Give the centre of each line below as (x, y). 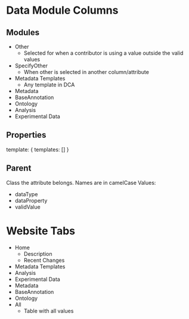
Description (38, 253)
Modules (23, 32)
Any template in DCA (49, 85)
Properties (26, 135)
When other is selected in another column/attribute (86, 72)
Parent (19, 168)
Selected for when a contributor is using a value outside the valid (103, 53)
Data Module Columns (62, 10)
